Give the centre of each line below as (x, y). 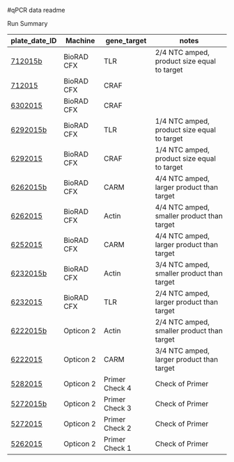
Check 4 (117, 388)
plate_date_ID (34, 41)
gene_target (126, 41)
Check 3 (117, 408)
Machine (80, 41)
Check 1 (117, 448)
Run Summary (28, 23)
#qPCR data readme (36, 10)
